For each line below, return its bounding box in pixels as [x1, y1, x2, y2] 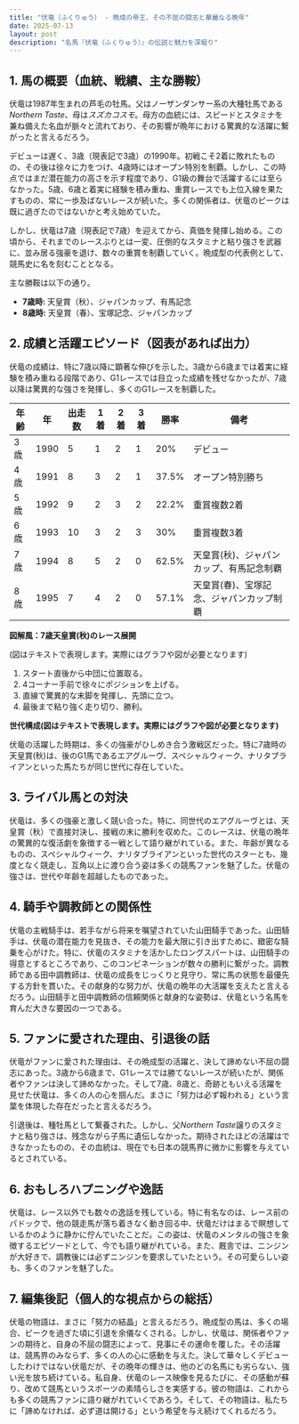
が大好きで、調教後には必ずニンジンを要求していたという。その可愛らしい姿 [9, 1251, 289, 1262]
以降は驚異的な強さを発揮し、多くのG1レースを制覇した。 [9, 384, 221, 394]
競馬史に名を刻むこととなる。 [9, 259, 118, 270]
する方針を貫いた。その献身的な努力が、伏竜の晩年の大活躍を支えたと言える [9, 980, 290, 991]
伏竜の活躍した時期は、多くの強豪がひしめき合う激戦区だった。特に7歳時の [9, 739, 287, 749]
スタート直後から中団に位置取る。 [21, 667, 148, 678]
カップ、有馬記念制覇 [192, 562, 282, 574]
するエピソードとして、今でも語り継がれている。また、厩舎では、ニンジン [16, 1241, 289, 1251]
